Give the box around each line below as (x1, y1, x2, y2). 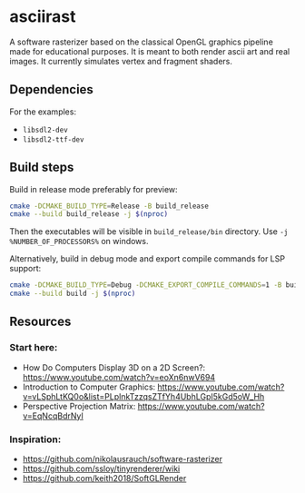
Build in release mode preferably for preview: (9, 183, 179, 194)
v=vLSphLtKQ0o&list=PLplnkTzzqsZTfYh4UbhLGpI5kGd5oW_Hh (22, 390, 265, 401)
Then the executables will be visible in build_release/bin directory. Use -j (9, 226, 289, 237)
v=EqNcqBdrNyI (22, 410, 84, 421)
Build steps (9, 160, 74, 175)
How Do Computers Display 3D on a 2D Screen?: (22, 361, 206, 373)
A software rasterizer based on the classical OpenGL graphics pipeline (9, 36, 274, 47)
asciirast (9, 6, 76, 27)
